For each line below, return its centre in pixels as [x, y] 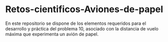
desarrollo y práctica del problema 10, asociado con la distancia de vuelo [82, 28]
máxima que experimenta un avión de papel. [52, 34]
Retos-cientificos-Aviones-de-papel [84, 9]
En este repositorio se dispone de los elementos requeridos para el [76, 23]
